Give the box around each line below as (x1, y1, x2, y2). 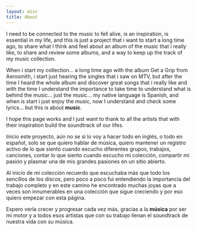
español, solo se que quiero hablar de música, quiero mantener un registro (6, 139, 186, 146)
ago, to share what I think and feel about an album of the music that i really (6, 42, 186, 50)
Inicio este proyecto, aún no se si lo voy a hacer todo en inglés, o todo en (6, 133, 183, 140)
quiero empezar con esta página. (6, 194, 86, 201)
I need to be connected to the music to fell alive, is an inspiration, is (6, 30, 169, 37)
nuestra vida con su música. (6, 218, 74, 225)
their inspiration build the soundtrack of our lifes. (6, 121, 124, 128)
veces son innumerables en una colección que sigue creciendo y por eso (6, 188, 183, 195)
